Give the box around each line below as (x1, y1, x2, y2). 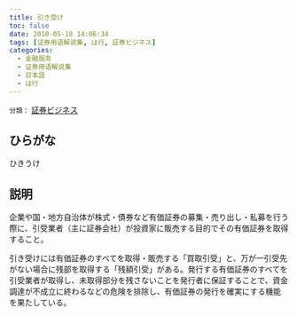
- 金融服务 (17, 54, 52, 63)
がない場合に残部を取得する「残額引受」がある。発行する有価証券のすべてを (9, 264, 288, 275)
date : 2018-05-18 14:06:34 (9, 29, 109, 38)
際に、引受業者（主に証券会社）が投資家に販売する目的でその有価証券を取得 (9, 223, 289, 233)
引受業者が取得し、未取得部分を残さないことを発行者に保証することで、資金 (9, 275, 289, 286)
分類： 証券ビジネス (9, 104, 78, 115)
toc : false (9, 21, 50, 30)
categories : (9, 46, 53, 55)
